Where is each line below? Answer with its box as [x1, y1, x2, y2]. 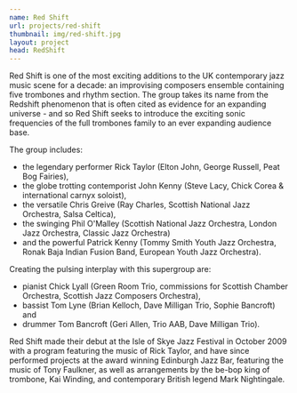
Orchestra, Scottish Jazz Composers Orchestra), [21, 291, 202, 301]
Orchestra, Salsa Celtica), [21, 209, 116, 220]
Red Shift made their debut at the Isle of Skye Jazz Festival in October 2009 [9, 336, 287, 347]
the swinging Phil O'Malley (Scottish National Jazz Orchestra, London [21, 219, 277, 229]
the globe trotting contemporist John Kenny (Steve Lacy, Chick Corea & [21, 180, 285, 191]
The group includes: [9, 144, 83, 156]
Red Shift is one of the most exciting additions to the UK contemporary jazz [9, 70, 285, 81]
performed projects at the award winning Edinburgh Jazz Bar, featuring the [9, 355, 285, 365]
